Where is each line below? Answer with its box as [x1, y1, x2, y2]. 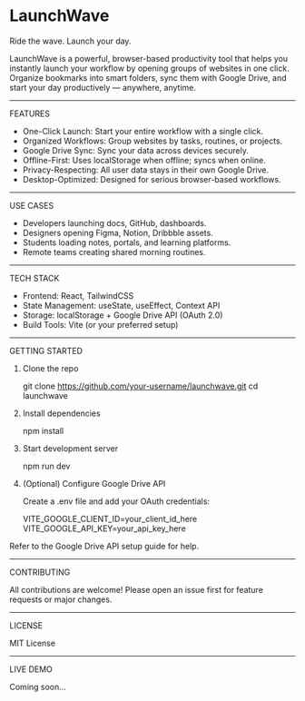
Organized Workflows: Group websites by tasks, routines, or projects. [22, 135, 283, 146]
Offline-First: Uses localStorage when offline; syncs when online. [22, 154, 266, 165]
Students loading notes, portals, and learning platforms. [22, 237, 231, 248]
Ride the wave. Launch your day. [9, 35, 132, 46]
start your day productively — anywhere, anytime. [9, 82, 197, 93]
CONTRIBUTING [9, 567, 71, 578]
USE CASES [9, 200, 54, 211]
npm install [22, 425, 64, 436]
